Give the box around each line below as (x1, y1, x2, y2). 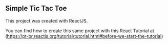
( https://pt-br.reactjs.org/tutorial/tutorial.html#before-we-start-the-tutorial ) (5, 33, 163, 39)
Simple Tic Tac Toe (5, 4, 67, 13)
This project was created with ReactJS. (5, 17, 88, 24)
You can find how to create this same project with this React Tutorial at (5, 28, 155, 34)
